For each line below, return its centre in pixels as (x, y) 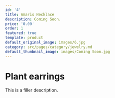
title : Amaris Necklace (30, 14)
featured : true (21, 33)
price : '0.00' (20, 24)
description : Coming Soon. (33, 19)
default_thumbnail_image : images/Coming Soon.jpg (58, 51)
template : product (24, 38)
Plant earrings (35, 76)
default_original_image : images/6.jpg (45, 42)
